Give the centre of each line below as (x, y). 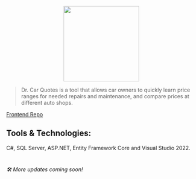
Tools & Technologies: (49, 133)
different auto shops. (47, 103)
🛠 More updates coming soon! (45, 169)
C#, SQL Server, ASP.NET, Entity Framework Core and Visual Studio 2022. (99, 148)
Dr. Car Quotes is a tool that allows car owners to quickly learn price (106, 90)
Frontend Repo (25, 114)
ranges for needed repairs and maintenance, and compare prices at (105, 96)
